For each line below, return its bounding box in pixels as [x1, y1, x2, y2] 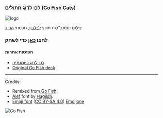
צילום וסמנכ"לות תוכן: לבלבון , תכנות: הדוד [5, 25, 82, 31]
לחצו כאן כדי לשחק [5, 37, 48, 44]
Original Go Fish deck [12, 65, 56, 71]
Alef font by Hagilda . [12, 93, 53, 99]
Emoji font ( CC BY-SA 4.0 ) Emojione [12, 99, 84, 104]
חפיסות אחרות [5, 49, 33, 55]
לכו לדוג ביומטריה [12, 60, 45, 66]
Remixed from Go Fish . [12, 88, 58, 94]
